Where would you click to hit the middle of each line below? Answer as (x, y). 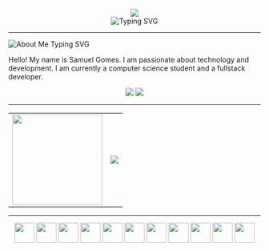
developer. (26, 77)
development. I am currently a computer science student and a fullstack (127, 68)
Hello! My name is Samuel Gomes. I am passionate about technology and (129, 60)
